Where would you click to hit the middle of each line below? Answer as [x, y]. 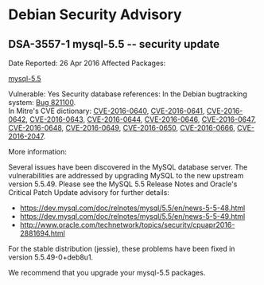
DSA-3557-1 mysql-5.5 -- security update [114, 44]
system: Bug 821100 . [42, 102]
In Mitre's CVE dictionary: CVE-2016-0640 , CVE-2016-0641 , [107, 111]
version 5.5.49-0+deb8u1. [51, 257]
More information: [38, 152]
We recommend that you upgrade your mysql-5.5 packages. [107, 273]
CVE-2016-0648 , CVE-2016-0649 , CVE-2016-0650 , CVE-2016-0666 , [122, 128]
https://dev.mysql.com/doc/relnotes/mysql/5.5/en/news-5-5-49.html [132, 216]
